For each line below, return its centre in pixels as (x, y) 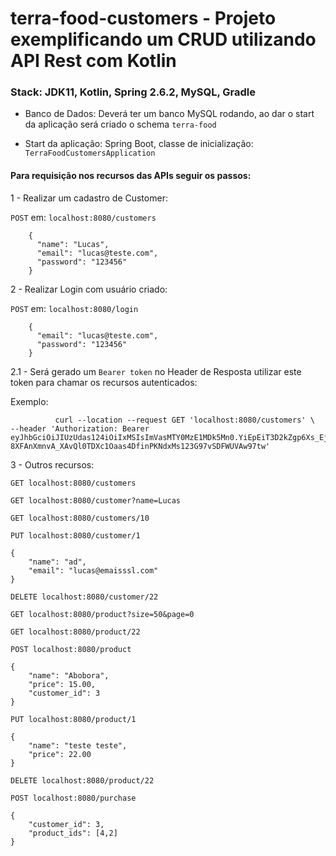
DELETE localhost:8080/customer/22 (84, 597)
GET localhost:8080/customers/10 (80, 518)
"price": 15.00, (62, 684)
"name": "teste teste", (78, 745)
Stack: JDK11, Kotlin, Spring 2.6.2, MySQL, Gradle (133, 92)
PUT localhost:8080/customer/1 (75, 535)
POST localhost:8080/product (71, 649)
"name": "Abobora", (69, 675)
